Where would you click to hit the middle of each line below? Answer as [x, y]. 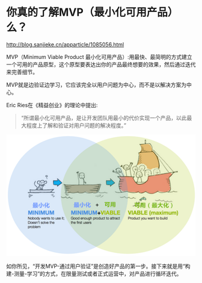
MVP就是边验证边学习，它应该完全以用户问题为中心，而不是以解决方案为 [96, 84]
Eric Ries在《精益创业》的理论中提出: [52, 105]
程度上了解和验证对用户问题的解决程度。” [76, 125]
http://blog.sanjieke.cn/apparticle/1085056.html [65, 44]
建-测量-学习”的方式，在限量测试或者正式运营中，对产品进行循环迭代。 [94, 273]
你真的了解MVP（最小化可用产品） [92, 12]
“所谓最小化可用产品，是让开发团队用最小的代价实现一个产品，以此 [104, 117]
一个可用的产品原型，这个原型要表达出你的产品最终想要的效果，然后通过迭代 [101, 64]
